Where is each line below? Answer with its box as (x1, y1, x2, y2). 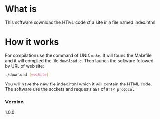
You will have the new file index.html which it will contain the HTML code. (5, 81, 152, 87)
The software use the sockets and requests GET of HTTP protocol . (5, 86, 136, 92)
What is (5, 3, 36, 15)
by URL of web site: (5, 63, 45, 68)
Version (5, 98, 24, 105)
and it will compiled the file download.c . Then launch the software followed (5, 57, 154, 64)
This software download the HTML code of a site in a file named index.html (5, 19, 156, 25)
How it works (5, 36, 59, 48)
